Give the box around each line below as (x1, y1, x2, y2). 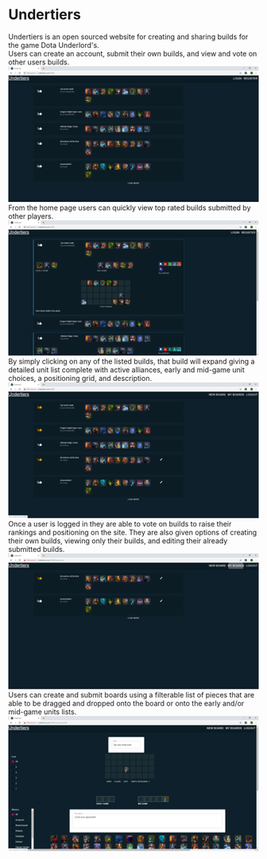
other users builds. (8, 57, 70, 67)
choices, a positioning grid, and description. (8, 374, 153, 383)
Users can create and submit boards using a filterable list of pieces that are (8, 690, 255, 699)
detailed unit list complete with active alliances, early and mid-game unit (8, 365, 245, 375)
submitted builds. (8, 544, 65, 554)
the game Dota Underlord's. (8, 40, 99, 49)
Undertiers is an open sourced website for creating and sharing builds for (8, 32, 249, 41)
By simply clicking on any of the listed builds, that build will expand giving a (8, 356, 255, 367)
